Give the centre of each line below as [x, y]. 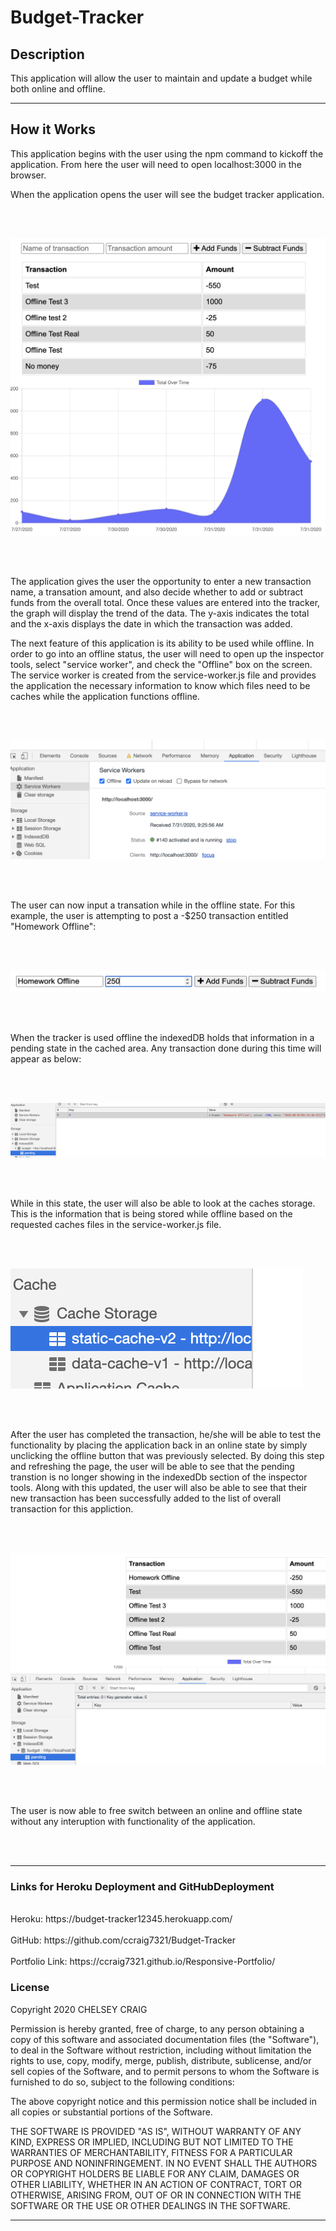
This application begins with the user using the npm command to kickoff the [167, 153]
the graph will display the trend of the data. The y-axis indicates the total [160, 613]
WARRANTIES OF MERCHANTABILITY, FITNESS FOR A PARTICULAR [151, 2152]
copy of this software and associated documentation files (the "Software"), [165, 2039]
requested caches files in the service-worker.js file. [116, 1224]
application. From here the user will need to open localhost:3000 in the [156, 164]
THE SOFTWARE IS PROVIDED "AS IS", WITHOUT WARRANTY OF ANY [156, 2131]
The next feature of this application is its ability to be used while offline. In [162, 643]
